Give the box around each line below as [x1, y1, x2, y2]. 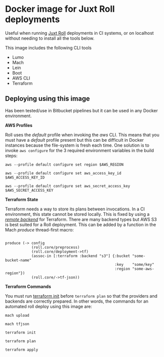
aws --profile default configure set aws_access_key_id [5, 171, 121, 176]
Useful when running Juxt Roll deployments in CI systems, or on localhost [5, 30, 154, 36]
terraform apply [5, 347, 38, 352]
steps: [5, 153, 18, 158]
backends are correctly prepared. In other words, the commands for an [5, 298, 148, 304]
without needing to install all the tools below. [5, 35, 94, 41]
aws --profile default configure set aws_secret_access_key [5, 183, 131, 188]
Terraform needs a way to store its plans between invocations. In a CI [5, 206, 145, 212]
